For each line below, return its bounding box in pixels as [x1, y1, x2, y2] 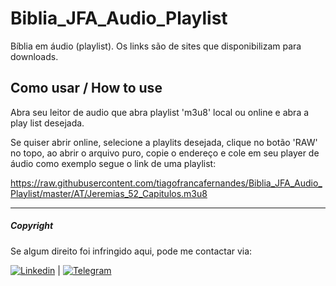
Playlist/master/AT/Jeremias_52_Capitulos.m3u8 [10, 187, 208, 199]
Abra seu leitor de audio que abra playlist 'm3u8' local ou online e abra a [10, 106, 310, 118]
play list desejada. [10, 117, 85, 129]
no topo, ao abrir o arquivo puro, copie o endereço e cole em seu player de [10, 147, 320, 159]
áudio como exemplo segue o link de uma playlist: [10, 157, 217, 169]
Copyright [10, 220, 54, 232]
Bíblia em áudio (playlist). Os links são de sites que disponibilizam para [10, 40, 302, 52]
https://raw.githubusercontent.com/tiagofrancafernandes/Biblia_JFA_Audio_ [10, 177, 323, 189]
